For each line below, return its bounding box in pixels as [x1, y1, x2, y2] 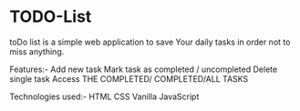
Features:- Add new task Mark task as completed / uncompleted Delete [9, 64, 278, 75]
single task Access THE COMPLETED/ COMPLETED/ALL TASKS [9, 73, 249, 84]
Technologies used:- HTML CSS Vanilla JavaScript [9, 91, 200, 102]
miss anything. [9, 45, 65, 56]
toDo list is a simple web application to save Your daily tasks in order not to [9, 36, 291, 47]
